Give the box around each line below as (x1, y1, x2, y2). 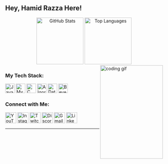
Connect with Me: (5, 101, 49, 108)
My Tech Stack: (5, 72, 44, 79)
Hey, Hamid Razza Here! (5, 4, 82, 12)
